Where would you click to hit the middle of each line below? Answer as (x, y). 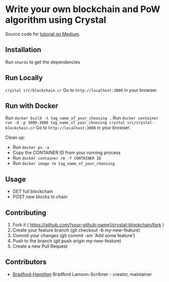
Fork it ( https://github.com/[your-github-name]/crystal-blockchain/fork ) (88, 225)
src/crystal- (141, 123)
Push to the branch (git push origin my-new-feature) (67, 241)
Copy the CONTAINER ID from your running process (67, 153)
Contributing (26, 213)
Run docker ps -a (31, 147)
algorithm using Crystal (56, 20)
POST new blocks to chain (40, 197)
